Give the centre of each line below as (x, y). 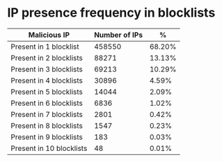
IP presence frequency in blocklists (111, 13)
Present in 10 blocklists (49, 148)
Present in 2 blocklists (47, 58)
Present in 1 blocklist (45, 47)
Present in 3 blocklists (47, 69)
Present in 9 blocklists (47, 137)
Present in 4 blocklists (47, 80)
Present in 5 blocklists (47, 92)
